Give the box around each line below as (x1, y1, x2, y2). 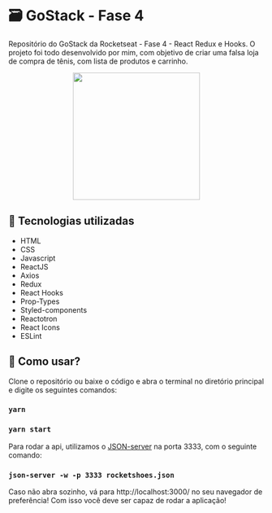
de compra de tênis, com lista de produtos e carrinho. (8, 56, 188, 66)
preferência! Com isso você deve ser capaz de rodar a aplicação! (8, 496, 227, 506)
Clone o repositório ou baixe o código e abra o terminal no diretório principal (8, 376, 265, 386)
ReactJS (19, 261, 49, 271)
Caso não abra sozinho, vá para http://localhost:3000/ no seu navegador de (8, 487, 263, 497)
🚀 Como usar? (8, 355, 81, 369)
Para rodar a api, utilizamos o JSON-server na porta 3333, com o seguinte (8, 441, 257, 451)
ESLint (19, 331, 42, 340)
